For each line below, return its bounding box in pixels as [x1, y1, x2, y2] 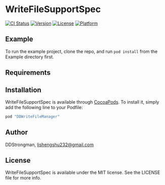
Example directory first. [5, 54, 54, 60]
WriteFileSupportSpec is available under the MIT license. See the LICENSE [5, 169, 160, 175]
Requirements [5, 68, 51, 77]
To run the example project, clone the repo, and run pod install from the [5, 48, 158, 54]
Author [5, 128, 28, 137]
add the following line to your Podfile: [5, 104, 84, 110]
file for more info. [5, 175, 42, 181]
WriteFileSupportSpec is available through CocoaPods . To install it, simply [5, 99, 159, 105]
